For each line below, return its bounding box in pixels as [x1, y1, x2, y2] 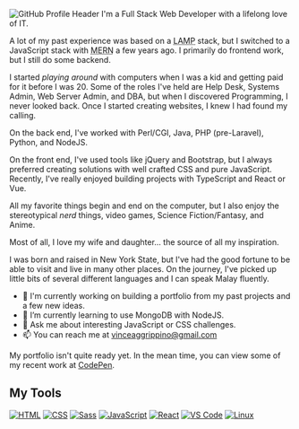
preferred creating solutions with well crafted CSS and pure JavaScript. [9, 164, 272, 174]
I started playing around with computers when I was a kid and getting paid [9, 72, 284, 83]
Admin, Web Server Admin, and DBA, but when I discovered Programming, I [9, 91, 288, 101]
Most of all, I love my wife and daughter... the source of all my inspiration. [9, 237, 279, 247]
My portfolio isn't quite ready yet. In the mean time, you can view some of [9, 350, 281, 361]
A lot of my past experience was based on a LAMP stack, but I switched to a [9, 36, 290, 46]
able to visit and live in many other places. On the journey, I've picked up [9, 264, 278, 274]
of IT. [9, 18, 29, 29]
